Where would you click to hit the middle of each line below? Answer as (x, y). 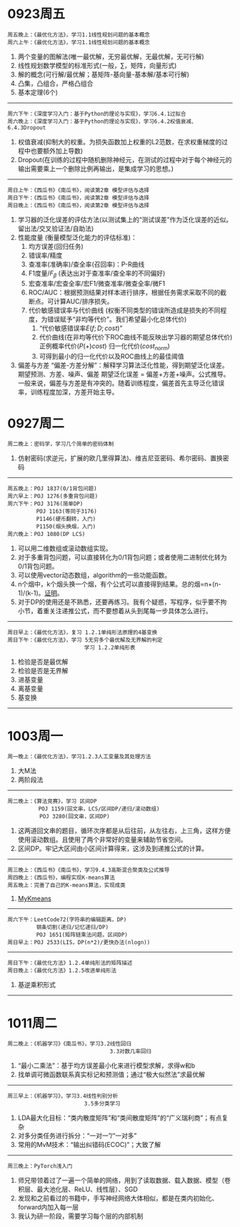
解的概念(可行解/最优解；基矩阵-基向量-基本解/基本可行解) (103, 74)
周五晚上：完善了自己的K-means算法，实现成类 (67, 885)
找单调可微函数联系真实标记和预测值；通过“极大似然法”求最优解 (111, 1075)
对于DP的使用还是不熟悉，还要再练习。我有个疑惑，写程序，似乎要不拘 (122, 602)
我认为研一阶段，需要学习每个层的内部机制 (80, 1216)
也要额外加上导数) (57, 151)
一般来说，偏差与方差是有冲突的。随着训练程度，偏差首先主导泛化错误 (121, 383)
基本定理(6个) (38, 92)
